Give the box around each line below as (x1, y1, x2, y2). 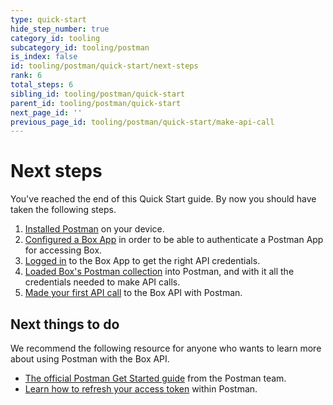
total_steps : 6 (10, 80, 74, 90)
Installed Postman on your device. (24, 223, 165, 235)
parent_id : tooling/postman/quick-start (10, 98, 182, 108)
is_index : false (10, 52, 78, 62)
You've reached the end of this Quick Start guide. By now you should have (10, 193, 317, 205)
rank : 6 (10, 71, 43, 81)
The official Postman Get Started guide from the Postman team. (24, 372, 287, 384)
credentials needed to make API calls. (24, 276, 181, 288)
